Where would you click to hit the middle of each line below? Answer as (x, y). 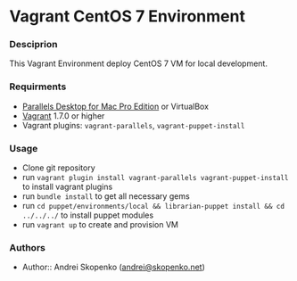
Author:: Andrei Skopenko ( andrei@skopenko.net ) (113, 267)
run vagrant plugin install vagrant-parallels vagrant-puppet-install (155, 178)
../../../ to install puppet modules (88, 215)
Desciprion (33, 45)
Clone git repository (58, 168)
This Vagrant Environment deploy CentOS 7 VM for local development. (138, 63)
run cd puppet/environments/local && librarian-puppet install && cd (153, 206)
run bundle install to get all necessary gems (106, 196)
